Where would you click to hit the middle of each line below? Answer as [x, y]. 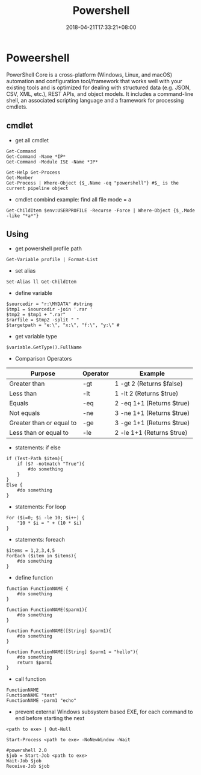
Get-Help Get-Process [33, 172]
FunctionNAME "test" [32, 695]
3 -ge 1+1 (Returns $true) [152, 423]
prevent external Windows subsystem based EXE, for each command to [104, 712]
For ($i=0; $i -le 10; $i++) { [45, 518]
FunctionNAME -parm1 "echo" [42, 701]
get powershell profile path [48, 248]
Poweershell [38, 58]
